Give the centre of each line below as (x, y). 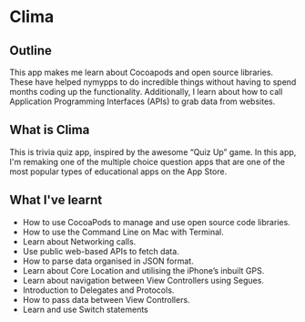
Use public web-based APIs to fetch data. (101, 251)
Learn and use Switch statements (85, 309)
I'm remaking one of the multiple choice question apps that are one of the (147, 161)
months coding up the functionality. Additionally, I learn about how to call (146, 92)
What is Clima (50, 130)
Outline (30, 51)
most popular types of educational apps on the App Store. (118, 171)
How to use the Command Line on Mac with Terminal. (123, 232)
